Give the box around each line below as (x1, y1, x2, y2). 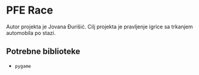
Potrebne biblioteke (6, 47, 80, 57)
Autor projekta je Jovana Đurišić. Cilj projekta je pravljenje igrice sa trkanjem (6, 23, 193, 30)
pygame (14, 63, 31, 69)
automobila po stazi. (6, 29, 56, 36)
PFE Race (6, 4, 53, 17)
